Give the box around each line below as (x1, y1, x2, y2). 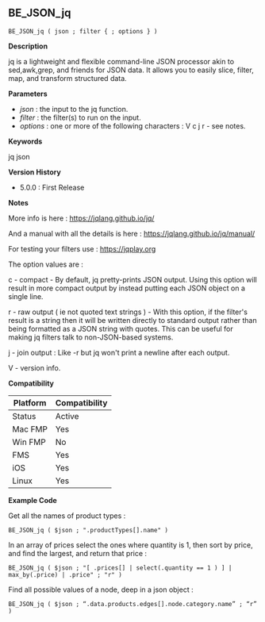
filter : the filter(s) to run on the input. (19, 113, 141, 122)
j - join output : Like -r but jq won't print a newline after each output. (8, 347, 230, 357)
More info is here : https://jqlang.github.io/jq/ (8, 213, 155, 223)
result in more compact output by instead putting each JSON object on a (8, 283, 246, 293)
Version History (8, 167, 61, 177)
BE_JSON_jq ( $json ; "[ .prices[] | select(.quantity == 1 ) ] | (8, 563, 232, 572)
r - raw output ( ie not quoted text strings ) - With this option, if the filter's (8, 307, 248, 317)
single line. (8, 291, 44, 301)
